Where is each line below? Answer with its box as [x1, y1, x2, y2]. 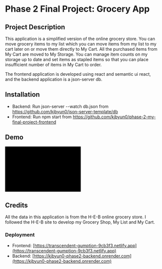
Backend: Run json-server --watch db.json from [12, 103, 109, 109]
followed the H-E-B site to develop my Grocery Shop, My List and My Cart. [5, 219, 155, 225]
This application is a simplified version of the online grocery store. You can [5, 36, 155, 41]
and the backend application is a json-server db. [5, 77, 102, 82]
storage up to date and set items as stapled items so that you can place [5, 57, 149, 62]
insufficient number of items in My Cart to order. [5, 62, 102, 67]
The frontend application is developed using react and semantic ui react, [5, 71, 151, 77]
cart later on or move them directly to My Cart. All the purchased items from [5, 46, 158, 52]
